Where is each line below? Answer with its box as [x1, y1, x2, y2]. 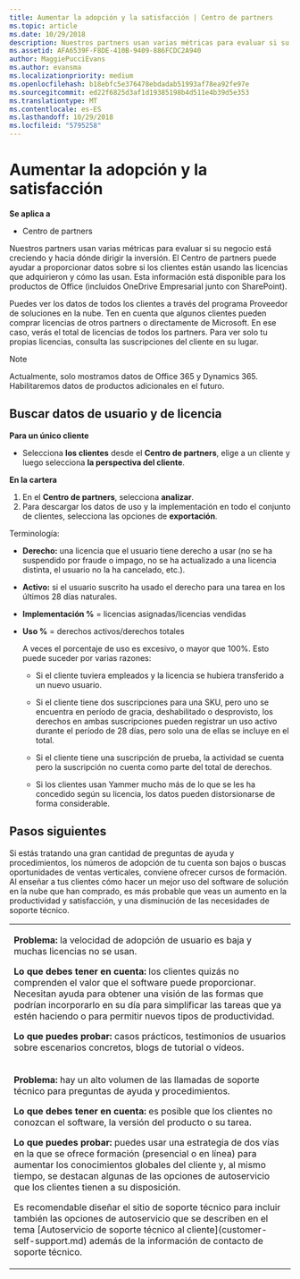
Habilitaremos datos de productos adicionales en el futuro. [9, 380, 225, 391]
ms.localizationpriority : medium [9, 72, 134, 80]
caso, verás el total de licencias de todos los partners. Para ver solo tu [9, 326, 268, 337]
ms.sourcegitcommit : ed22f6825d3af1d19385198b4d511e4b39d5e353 [9, 88, 250, 97]
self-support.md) [13, 1234, 87, 1247]
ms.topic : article [9, 21, 78, 30]
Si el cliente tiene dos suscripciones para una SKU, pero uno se [35, 697, 270, 707]
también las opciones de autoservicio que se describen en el [13, 1212, 269, 1224]
